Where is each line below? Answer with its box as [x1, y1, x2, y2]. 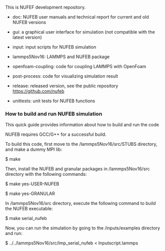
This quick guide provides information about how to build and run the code [5, 122, 159, 128]
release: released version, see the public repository [12, 83, 118, 89]
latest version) [12, 35, 42, 40]
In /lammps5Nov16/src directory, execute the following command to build [5, 200, 156, 206]
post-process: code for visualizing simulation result [12, 73, 118, 79]
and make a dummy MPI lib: [5, 146, 62, 152]
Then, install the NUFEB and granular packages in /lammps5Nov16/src [5, 166, 150, 172]
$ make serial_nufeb [5, 215, 47, 221]
